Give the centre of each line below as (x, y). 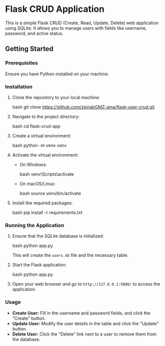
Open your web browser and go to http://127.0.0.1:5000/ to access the (86, 284)
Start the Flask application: (39, 265)
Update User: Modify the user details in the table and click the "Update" (85, 323)
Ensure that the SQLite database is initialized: (58, 236)
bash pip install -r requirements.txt (47, 212)
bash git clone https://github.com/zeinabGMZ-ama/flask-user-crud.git (83, 107)
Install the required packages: (42, 203)
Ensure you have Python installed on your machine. (57, 74)
